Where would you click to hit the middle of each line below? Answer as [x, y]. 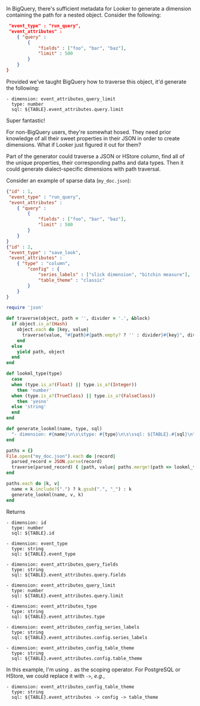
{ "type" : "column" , [43, 264]
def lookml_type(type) [34, 374]
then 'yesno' [33, 401]
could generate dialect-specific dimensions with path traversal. [84, 169]
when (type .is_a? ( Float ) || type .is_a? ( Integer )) [74, 384]
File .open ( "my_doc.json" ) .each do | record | [61, 456]
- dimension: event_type [37, 543]
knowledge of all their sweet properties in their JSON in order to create [93, 138]
